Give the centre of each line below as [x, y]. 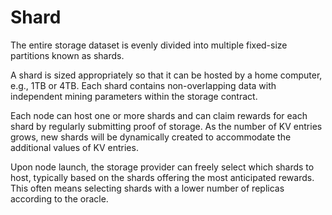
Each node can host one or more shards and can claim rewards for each [159, 115]
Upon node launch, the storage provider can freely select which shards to [162, 167]
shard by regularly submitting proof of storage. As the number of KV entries [166, 126]
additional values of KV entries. [74, 147]
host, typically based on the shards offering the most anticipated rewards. [162, 177]
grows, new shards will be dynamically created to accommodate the [151, 137]
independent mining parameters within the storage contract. [134, 96]
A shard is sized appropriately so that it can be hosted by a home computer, [166, 75]
